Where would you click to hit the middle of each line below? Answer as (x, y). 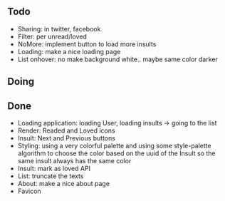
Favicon (29, 191)
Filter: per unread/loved (52, 36)
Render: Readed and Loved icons (66, 130)
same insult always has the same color (74, 161)
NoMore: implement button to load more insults (87, 44)
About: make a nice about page (64, 184)
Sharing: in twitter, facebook (59, 29)
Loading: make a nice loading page (69, 51)
